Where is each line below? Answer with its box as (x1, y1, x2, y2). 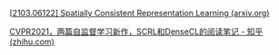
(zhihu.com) (9, 36, 55, 47)
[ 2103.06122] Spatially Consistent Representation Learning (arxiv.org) (9, 8, 270, 18)
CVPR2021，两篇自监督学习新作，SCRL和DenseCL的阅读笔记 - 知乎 (9, 26, 264, 37)
